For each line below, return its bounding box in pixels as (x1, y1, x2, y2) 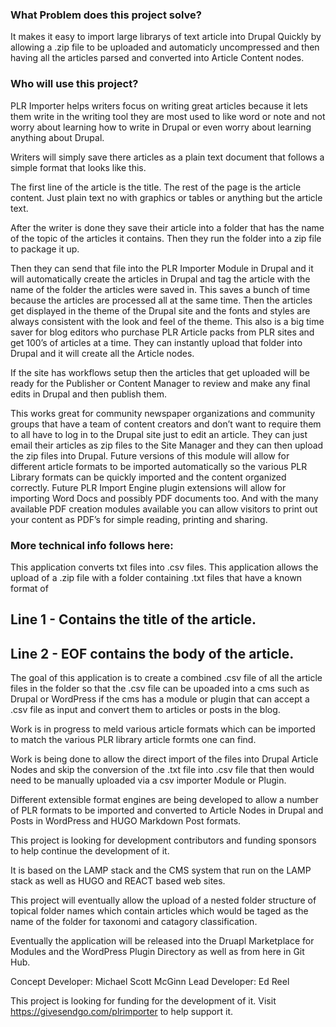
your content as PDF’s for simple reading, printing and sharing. (10, 513, 268, 525)
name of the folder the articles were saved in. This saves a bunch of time (10, 283, 311, 295)
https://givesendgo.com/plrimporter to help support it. (10, 1006, 234, 1018)
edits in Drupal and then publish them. (10, 388, 168, 400)
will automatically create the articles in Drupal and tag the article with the (10, 273, 311, 285)
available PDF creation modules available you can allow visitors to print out (10, 503, 318, 515)
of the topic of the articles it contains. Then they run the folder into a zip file (10, 232, 322, 244)
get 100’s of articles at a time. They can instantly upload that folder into (10, 336, 303, 348)
